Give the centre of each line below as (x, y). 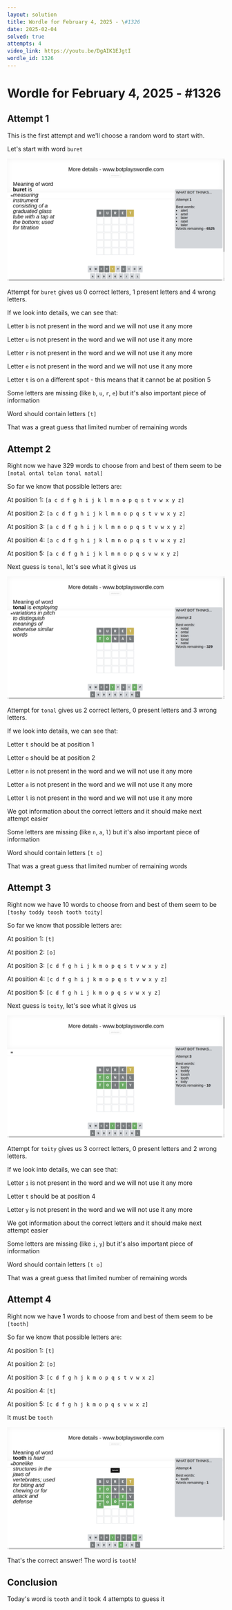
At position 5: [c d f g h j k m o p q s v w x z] (78, 1404)
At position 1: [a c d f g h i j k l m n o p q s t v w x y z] (96, 500)
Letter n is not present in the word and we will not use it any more (100, 771)
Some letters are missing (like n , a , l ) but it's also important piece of (104, 832)
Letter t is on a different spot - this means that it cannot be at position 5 (109, 380)
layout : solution (32, 15)
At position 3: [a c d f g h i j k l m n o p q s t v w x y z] (96, 527)
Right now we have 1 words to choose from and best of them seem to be (110, 1316)
